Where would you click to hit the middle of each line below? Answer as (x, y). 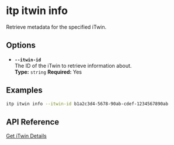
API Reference (33, 122)
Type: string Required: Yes (48, 72)
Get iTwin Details (26, 136)
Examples (24, 90)
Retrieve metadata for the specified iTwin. (56, 27)
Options (21, 45)
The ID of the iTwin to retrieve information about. (73, 65)
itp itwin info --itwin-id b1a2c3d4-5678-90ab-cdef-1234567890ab (87, 103)
